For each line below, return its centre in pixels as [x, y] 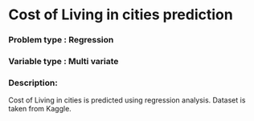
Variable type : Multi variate [63, 62]
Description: [33, 83]
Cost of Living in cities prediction [121, 15]
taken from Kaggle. [40, 109]
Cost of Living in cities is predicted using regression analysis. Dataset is [127, 100]
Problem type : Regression [61, 40]
